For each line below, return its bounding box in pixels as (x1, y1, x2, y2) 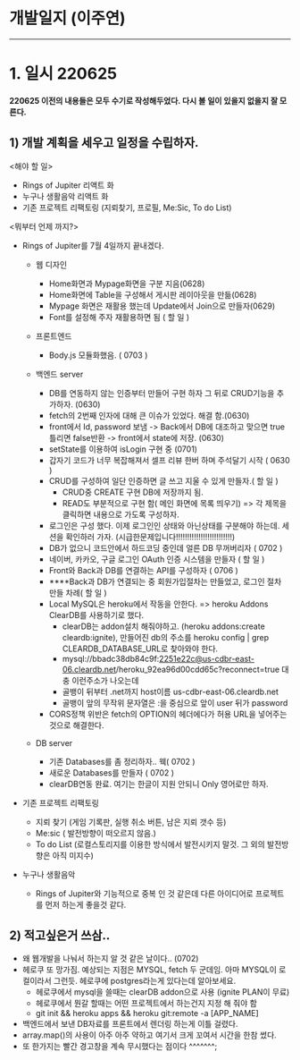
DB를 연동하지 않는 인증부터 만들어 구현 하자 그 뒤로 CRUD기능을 (48, 387, 275, 398)
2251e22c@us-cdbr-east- (159, 653, 254, 664)
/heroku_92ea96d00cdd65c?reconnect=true (115, 664, 279, 674)
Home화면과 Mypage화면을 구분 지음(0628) (48, 278, 205, 289)
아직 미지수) (52, 850, 94, 861)
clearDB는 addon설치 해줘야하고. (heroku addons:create (62, 621, 265, 632)
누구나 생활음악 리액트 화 (21, 191, 109, 201)
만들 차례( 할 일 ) (48, 587, 107, 598)
